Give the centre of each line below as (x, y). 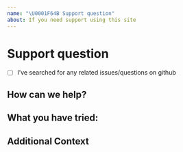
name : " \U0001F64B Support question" (61, 13)
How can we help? (47, 94)
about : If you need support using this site (72, 20)
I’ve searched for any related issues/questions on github (96, 73)
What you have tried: (53, 118)
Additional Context (48, 141)
